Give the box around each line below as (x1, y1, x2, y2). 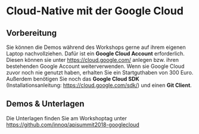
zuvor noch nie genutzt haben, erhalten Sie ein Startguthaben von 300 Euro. (6, 69, 194, 76)
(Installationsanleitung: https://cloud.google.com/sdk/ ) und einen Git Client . (6, 82, 192, 89)
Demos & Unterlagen (6, 99, 85, 109)
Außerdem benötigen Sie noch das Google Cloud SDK (6, 76, 140, 82)
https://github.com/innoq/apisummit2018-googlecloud (6, 121, 140, 128)
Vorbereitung (6, 28, 57, 38)
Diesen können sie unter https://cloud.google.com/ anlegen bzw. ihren (6, 57, 179, 63)
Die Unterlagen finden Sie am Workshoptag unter (6, 114, 127, 121)
